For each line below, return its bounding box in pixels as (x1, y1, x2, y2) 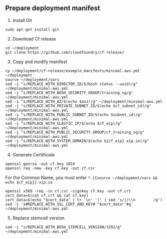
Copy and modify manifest (12, 59, 68, 65)
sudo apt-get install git (5, 27, 59, 32)
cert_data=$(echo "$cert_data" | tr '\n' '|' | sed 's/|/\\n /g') (5, 197, 163, 202)
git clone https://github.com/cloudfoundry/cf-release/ (5, 50, 124, 55)
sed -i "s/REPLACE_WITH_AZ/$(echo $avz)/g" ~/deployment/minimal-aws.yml (5, 99, 163, 104)
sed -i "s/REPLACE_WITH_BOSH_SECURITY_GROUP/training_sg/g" (5, 90, 134, 95)
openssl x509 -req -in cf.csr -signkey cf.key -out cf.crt (5, 188, 131, 193)
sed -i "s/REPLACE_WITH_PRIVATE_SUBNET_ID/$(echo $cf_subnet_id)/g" (5, 103, 151, 108)
